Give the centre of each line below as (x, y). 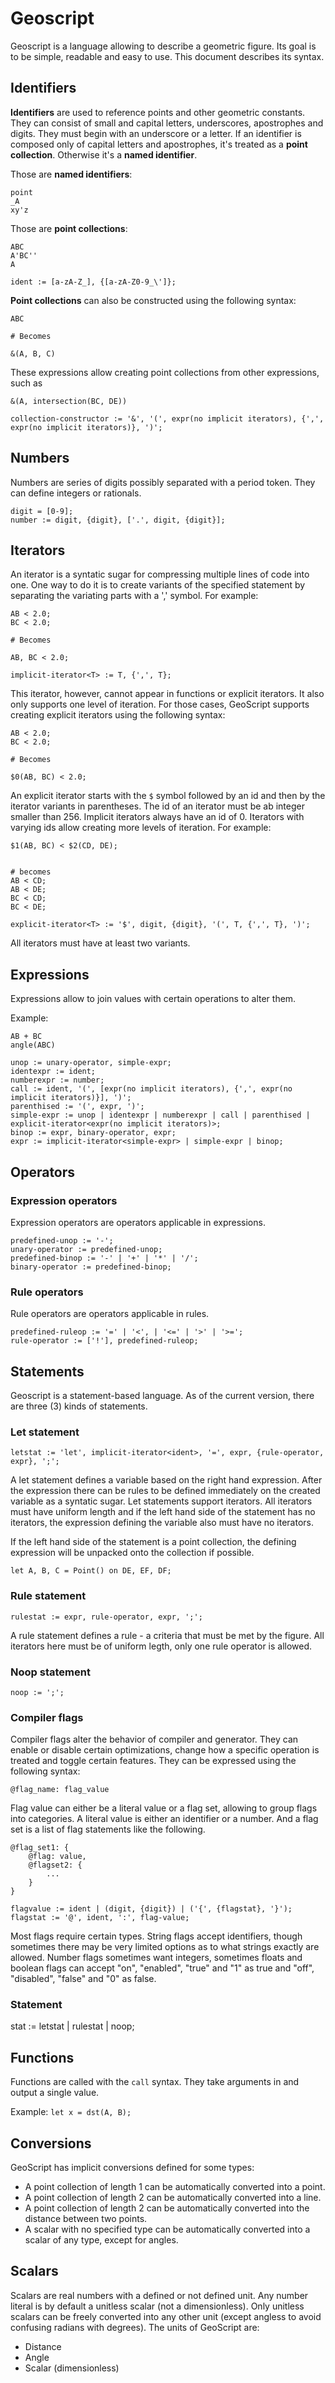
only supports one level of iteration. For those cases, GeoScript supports (160, 704)
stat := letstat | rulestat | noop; (72, 2026)
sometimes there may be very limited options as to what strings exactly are (165, 1947)
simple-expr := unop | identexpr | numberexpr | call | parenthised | (160, 1115)
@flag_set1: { (40, 1848)
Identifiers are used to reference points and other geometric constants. (158, 112)
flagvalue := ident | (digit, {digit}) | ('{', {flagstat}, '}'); (151, 1909)
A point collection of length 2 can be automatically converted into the (167, 2208)
